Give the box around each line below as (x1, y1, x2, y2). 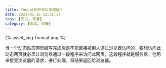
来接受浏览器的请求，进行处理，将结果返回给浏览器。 (5, 58, 114, 64)
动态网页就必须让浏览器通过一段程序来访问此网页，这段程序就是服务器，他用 (5, 51, 161, 57)
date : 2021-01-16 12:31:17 (5, 12, 61, 17)
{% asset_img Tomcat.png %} (5, 35, 66, 41)
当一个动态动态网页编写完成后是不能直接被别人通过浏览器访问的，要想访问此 (5, 45, 161, 51)
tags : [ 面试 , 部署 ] (5, 16, 42, 21)
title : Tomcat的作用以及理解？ (5, 7, 64, 12)
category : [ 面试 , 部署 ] (5, 21, 51, 26)
